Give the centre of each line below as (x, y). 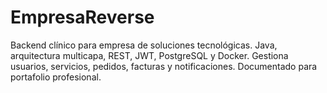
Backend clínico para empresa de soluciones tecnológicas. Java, (144, 45)
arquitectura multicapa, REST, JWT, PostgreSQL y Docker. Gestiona (149, 55)
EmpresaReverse (82, 17)
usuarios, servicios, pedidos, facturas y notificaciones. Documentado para (164, 66)
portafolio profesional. (56, 77)
